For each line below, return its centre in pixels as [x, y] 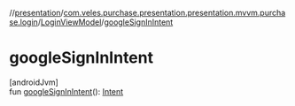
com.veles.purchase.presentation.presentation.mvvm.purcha [175, 13]
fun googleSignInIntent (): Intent [66, 91]
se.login [23, 22]
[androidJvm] [34, 82]
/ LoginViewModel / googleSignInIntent [105, 22]
